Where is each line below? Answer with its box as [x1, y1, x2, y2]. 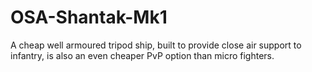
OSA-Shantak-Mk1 [10, 6, 168, 29]
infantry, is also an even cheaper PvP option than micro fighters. [10, 49, 275, 61]
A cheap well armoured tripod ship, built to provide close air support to [10, 39, 302, 51]
